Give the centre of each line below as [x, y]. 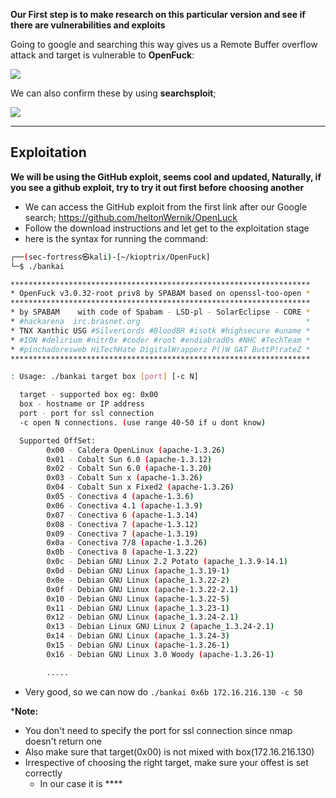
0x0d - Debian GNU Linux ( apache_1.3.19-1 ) [138, 571]
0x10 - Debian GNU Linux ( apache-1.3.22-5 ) [138, 599]
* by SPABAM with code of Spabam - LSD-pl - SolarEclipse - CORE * [160, 312]
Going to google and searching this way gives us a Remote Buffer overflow [164, 44]
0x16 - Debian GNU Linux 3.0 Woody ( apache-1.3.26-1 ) [160, 654]
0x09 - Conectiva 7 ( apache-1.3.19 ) [122, 534]
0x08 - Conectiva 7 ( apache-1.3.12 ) [122, 524]
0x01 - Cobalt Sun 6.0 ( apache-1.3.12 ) [129, 459]
